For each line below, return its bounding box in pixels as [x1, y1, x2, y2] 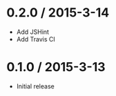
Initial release [16, 81, 55, 90]
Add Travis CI [16, 35, 56, 43]
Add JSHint [16, 28, 50, 36]
